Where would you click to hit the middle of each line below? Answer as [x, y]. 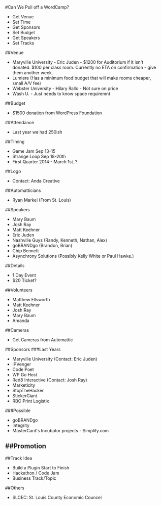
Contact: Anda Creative [36, 181]
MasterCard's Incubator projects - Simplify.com [61, 431]
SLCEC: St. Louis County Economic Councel [57, 497]
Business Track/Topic [34, 478]
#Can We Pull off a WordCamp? [37, 7]
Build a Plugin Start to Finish [41, 467]
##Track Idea [19, 458]
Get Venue [23, 17]
